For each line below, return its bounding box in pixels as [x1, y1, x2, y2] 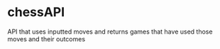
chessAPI [7, 4, 65, 20]
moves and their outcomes [7, 34, 86, 43]
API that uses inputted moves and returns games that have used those [7, 27, 213, 36]
